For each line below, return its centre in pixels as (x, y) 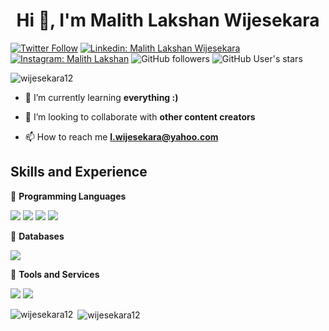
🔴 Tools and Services (55, 274)
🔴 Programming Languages (68, 196)
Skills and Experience (79, 172)
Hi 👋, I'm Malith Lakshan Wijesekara (168, 20)
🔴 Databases (37, 236)
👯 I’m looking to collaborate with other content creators (140, 116)
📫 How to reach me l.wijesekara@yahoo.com (121, 136)
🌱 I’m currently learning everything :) (101, 97)
